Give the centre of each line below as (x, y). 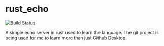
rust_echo (27, 9)
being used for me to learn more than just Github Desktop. (66, 38)
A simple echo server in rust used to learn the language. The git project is (82, 32)
